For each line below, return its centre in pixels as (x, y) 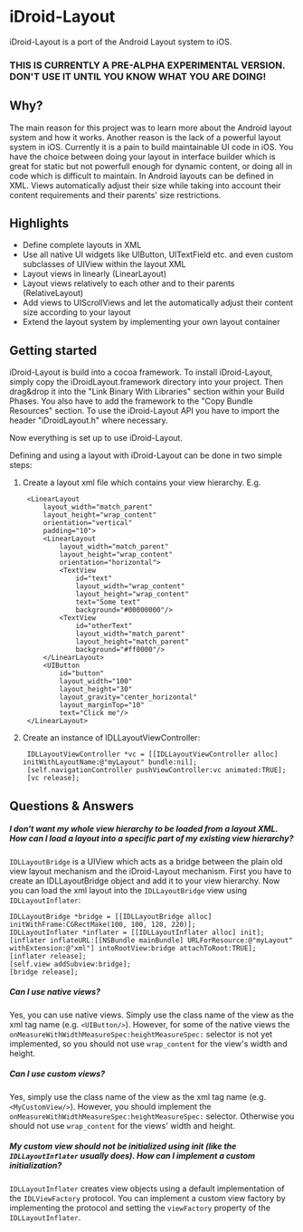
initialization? (36, 1166)
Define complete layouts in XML (82, 245)
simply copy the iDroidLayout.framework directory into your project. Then (146, 382)
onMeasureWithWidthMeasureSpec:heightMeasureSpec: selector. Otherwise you (152, 1116)
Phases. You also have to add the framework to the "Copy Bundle (131, 401)
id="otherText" (104, 626)
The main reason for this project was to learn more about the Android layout (151, 128)
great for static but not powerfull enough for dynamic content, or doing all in (151, 166)
